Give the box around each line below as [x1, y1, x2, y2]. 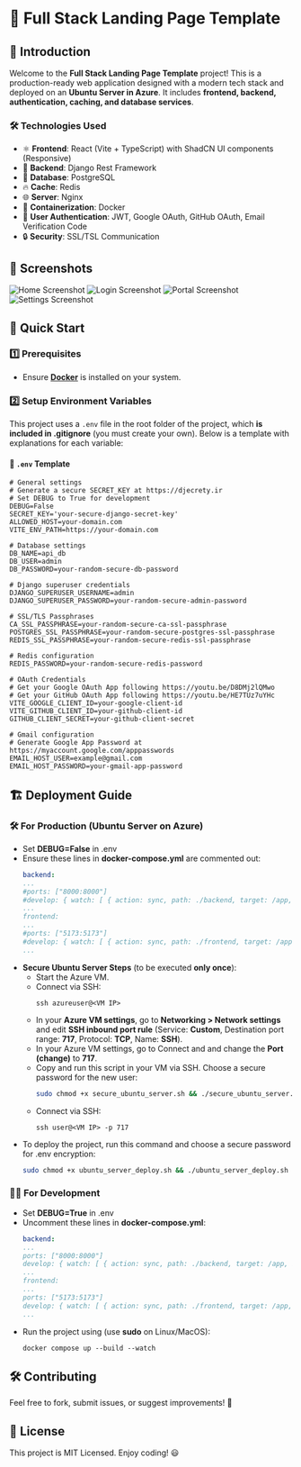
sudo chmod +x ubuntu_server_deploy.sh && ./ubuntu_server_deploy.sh [22, 1165, 289, 1174]
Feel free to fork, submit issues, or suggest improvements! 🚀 [9, 1398, 233, 1408]
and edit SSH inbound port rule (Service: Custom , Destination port [35, 1024, 285, 1035]
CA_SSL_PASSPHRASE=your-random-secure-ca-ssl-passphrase [9, 620, 227, 629]
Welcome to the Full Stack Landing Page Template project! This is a [9, 68, 262, 78]
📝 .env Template [9, 458, 70, 469]
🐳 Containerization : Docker [22, 202, 126, 213]
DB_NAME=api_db [9, 549, 66, 558]
